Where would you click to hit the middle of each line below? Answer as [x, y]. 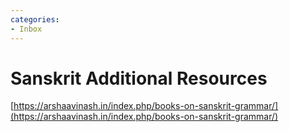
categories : [35, 19]
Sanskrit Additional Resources [139, 78]
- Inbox [26, 29]
